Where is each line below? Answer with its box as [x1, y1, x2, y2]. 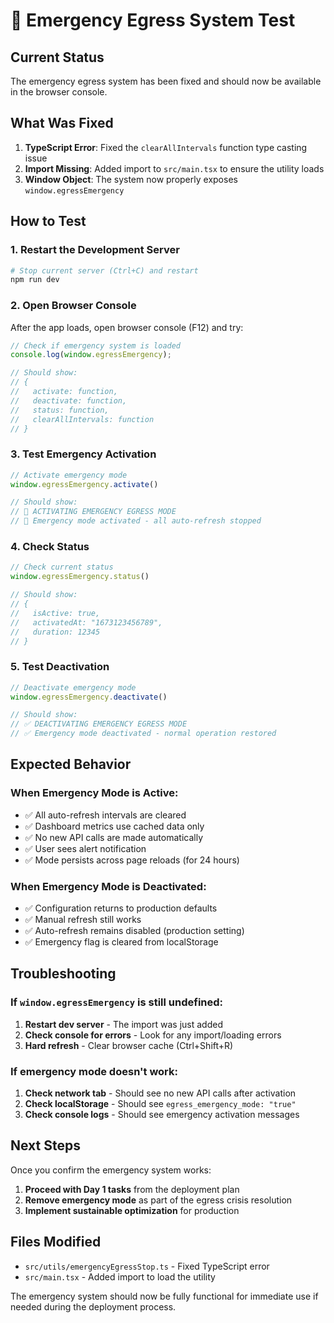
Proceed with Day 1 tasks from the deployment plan [24, 1183, 240, 1195]
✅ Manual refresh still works [24, 914, 142, 926]
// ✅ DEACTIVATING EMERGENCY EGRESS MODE [10, 719, 188, 729]
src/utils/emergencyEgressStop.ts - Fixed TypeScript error [24, 1260, 270, 1272]
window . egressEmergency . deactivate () [10, 692, 168, 702]
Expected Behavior [10, 756, 132, 773]
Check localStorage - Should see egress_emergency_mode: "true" [24, 1098, 297, 1110]
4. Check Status [10, 540, 90, 554]
